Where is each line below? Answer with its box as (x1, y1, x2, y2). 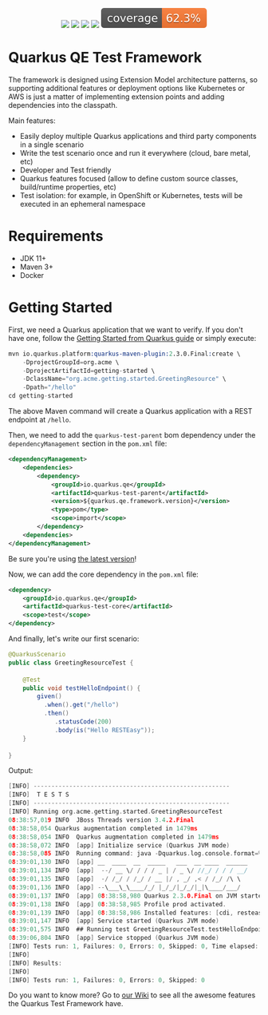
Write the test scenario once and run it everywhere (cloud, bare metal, (19, 148, 251, 157)
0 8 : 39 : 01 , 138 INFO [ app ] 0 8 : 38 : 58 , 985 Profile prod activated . (8, 900, 227, 908)
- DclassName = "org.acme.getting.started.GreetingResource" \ (22, 375, 227, 383)
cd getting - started (8, 392, 73, 400)
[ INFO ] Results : (8, 959, 62, 967)
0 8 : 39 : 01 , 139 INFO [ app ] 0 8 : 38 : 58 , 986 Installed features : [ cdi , (8, 909, 234, 917)
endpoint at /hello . (8, 415, 72, 425)
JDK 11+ (19, 253, 46, 263)
